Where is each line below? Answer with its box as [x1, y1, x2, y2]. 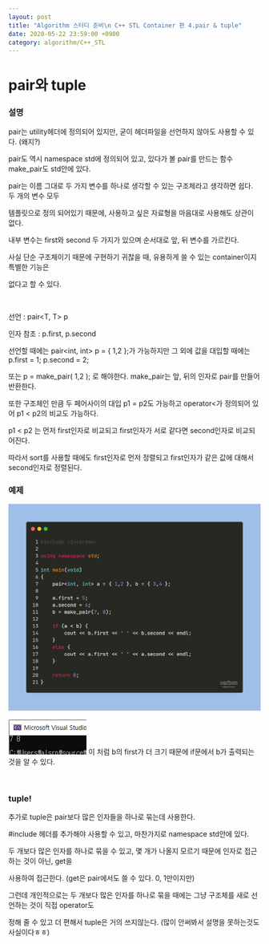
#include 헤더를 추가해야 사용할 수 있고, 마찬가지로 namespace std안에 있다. [8, 829, 250, 839]
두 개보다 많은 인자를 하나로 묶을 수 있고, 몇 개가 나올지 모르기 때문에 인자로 [8, 846, 243, 856]
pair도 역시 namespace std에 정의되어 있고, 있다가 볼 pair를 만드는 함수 [8, 153, 234, 164]
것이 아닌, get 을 [22, 857, 73, 866]
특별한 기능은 [8, 261, 50, 272]
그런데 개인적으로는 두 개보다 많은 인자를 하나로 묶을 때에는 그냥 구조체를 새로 [8, 890, 250, 900]
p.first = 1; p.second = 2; [8, 355, 90, 364]
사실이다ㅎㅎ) [8, 927, 50, 938]
